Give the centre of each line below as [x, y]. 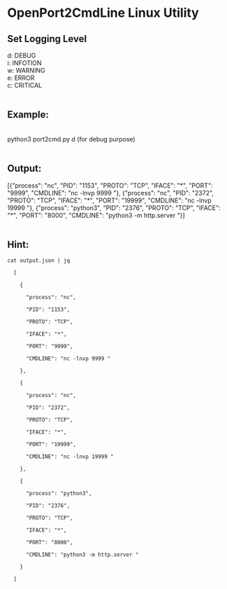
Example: [28, 115]
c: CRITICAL [25, 85]
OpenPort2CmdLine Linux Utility [103, 13]
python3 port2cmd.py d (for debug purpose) [71, 139]
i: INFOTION [24, 63]
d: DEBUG [22, 55]
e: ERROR [21, 78]
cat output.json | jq [39, 261]
